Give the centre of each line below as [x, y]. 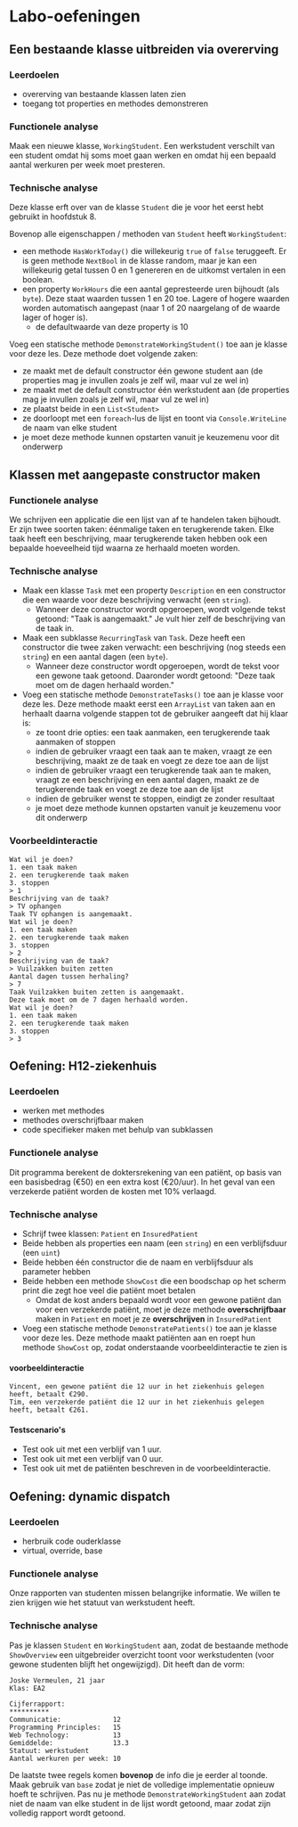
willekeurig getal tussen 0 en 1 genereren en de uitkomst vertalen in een [154, 270]
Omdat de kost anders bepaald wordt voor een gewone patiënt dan [158, 1300]
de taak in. [54, 628]
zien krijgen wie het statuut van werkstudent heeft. [102, 1602]
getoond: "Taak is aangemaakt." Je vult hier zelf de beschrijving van [161, 619]
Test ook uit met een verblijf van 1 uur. [92, 1449]
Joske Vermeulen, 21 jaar [57, 1680]
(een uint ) [41, 1253]
